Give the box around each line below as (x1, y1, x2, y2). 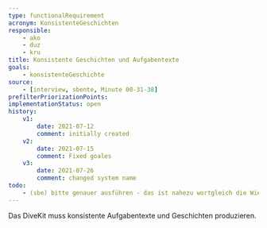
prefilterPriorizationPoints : (8, 93, 109, 101)
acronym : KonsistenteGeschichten (8, 19, 119, 27)
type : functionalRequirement (8, 11, 105, 20)
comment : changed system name (37, 174, 137, 183)
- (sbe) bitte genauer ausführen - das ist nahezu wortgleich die (22, 188, 247, 197)
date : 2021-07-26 (37, 167, 94, 175)
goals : (8, 64, 30, 71)
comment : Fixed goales (37, 152, 112, 160)
